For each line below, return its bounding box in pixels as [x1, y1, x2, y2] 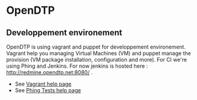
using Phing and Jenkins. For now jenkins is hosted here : [6, 62, 148, 69]
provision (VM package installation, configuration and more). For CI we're [6, 56, 187, 63]
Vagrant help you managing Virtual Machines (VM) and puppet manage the [6, 50, 192, 57]
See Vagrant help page [14, 80, 72, 87]
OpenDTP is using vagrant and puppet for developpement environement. [6, 43, 186, 50]
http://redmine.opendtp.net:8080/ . [6, 69, 93, 75]
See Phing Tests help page [14, 87, 81, 93]
